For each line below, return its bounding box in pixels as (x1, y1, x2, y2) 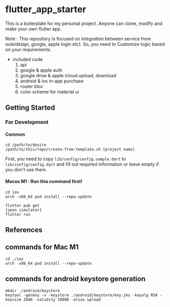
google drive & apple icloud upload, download (20, 72, 117, 78)
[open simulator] (5, 207, 42, 212)
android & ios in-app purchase (20, 78, 84, 84)
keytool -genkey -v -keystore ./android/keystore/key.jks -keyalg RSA (5, 292, 158, 298)
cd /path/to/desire (5, 142, 47, 148)
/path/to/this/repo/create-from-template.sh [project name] (5, 147, 135, 152)
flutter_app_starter (5, 4, 86, 15)
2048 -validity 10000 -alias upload (23, 297, 101, 302)
